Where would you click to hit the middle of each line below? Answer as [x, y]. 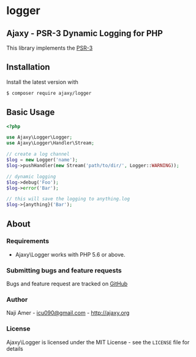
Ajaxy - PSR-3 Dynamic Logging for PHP [85, 33]
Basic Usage [31, 112]
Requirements [28, 241]
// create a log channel [38, 154]
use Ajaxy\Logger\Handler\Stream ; [51, 143]
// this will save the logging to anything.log [68, 199]
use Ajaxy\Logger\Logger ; [39, 137]
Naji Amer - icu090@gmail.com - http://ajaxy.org [68, 313]
